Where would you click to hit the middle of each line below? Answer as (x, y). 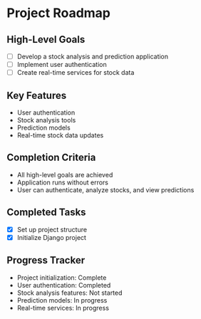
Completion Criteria (51, 158)
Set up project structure (52, 229)
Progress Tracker (46, 260)
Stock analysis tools (46, 120)
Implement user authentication (62, 65)
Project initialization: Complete (62, 277)
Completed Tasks (46, 213)
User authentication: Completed (64, 285)
